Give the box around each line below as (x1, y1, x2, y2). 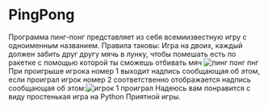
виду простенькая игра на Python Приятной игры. (8, 91, 181, 101)
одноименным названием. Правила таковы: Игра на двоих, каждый (8, 40, 243, 50)
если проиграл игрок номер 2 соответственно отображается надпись (8, 75, 252, 84)
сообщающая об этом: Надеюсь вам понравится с (8, 83, 251, 93)
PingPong (8, 6, 75, 24)
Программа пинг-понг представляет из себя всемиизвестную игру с (8, 32, 248, 42)
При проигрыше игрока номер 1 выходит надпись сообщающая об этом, (8, 66, 261, 75)
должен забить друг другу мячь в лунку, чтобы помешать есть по (8, 49, 237, 59)
